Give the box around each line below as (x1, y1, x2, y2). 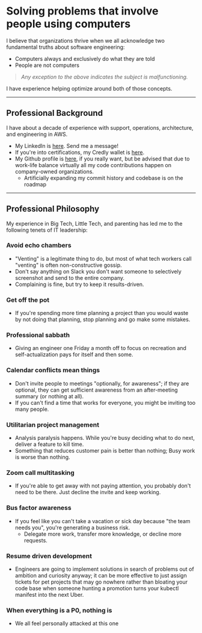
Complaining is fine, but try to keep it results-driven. (14, 281, 144, 288)
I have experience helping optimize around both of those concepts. (6, 84, 173, 92)
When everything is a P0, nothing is (6, 606, 112, 614)
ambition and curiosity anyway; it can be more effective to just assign (14, 571, 188, 579)
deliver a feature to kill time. (14, 441, 84, 448)
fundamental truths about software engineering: (6, 43, 125, 51)
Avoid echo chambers (6, 241, 72, 250)
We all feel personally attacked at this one (14, 620, 119, 627)
